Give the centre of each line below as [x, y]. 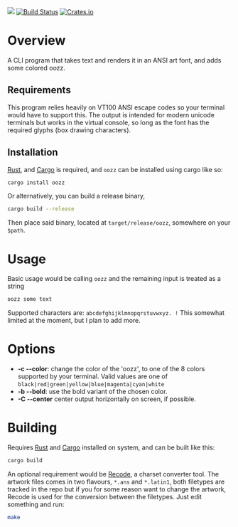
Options [31, 349]
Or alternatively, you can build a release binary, [76, 196]
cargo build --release [41, 209]
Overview [37, 41]
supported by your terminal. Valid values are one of [93, 376]
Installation [33, 153]
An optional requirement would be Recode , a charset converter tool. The [113, 474]
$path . [16, 230]
